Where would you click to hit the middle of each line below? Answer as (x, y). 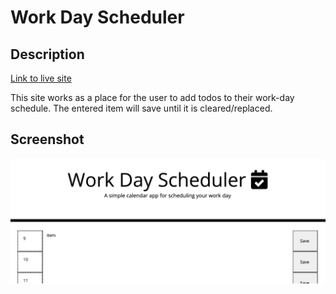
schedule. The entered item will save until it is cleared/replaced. (141, 108)
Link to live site (41, 78)
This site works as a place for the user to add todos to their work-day (152, 97)
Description (47, 54)
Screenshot (47, 139)
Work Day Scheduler (97, 17)
